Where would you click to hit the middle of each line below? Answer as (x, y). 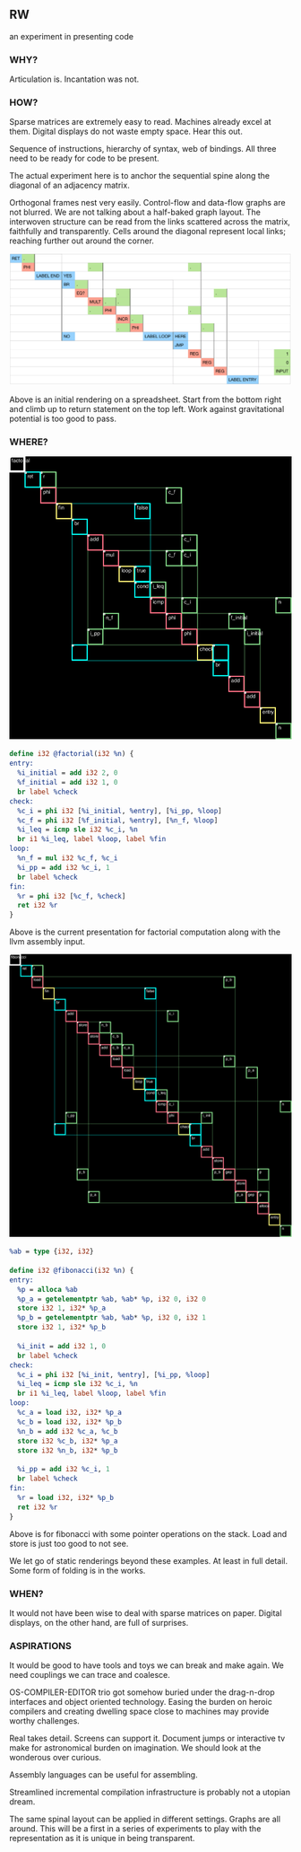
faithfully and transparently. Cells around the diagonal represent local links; (148, 232)
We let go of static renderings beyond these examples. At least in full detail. (149, 1560)
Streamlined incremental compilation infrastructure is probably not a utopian (150, 1792)
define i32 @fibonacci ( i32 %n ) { (72, 1270)
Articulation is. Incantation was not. (74, 79)
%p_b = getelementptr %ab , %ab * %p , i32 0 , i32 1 (112, 1318)
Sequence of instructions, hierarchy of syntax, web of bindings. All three (143, 149)
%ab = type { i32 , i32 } (52, 1251)
